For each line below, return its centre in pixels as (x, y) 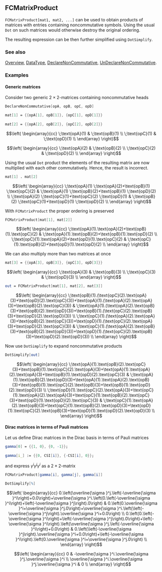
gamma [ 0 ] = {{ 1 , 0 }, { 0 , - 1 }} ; (37, 447)
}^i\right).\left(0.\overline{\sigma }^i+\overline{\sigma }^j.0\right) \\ (81, 539)
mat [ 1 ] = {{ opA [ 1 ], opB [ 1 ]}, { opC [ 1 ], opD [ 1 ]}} (54, 115)
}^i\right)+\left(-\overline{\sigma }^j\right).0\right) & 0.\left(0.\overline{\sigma (81, 503)
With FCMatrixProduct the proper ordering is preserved (59, 211)
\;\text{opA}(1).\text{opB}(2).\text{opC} (107, 364)
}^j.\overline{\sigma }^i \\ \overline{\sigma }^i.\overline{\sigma (81, 559)
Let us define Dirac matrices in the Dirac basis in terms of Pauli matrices (77, 438)
